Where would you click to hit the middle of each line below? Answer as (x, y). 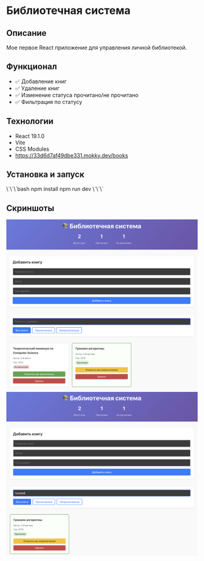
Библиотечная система (69, 11)
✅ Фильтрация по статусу (49, 102)
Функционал (32, 67)
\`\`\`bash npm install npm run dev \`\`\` (55, 189)
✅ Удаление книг (37, 88)
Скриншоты (30, 208)
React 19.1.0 (30, 136)
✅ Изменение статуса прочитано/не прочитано (76, 95)
